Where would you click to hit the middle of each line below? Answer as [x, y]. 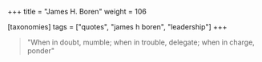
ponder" [41, 50]
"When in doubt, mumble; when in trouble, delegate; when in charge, [141, 42]
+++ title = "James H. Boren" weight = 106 [77, 12]
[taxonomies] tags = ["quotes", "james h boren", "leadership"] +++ [117, 27]
